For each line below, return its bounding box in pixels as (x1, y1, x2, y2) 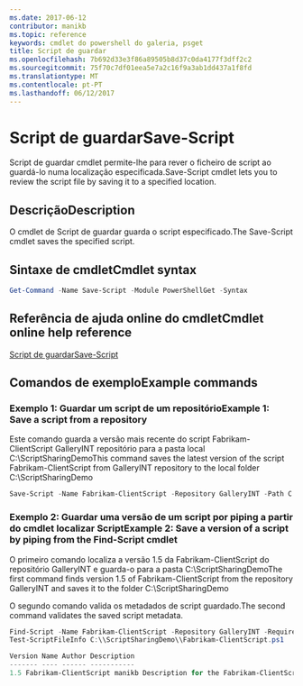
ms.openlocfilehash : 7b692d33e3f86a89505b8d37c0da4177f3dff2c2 (9, 55, 252, 64)
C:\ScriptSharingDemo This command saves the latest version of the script (9, 453, 285, 464)
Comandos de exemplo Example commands (9, 375, 259, 390)
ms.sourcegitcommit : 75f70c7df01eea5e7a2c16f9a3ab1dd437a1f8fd (9, 64, 252, 73)
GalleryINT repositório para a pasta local (54, 444, 206, 454)
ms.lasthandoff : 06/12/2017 (9, 88, 115, 97)
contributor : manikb (9, 22, 87, 31)
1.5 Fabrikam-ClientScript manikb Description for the (9, 669, 220, 678)
